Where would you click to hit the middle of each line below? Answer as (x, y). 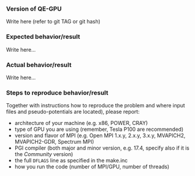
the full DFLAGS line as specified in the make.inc (71, 161)
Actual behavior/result (39, 65)
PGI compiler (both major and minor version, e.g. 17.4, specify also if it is (102, 148)
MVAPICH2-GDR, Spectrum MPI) (54, 142)
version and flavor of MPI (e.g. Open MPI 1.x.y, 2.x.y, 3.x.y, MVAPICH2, (100, 136)
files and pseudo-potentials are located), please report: (73, 112)
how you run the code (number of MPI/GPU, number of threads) (92, 167)
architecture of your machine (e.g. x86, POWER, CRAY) (81, 123)
